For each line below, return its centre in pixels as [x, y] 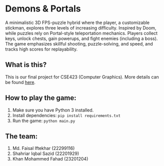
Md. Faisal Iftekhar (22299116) [43, 148]
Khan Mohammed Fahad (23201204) [50, 159]
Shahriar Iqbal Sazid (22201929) [46, 153]
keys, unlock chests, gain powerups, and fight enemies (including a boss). [81, 38]
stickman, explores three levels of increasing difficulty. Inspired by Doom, [81, 27]
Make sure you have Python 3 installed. [53, 110]
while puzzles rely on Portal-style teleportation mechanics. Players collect [81, 33]
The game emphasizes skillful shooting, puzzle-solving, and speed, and [79, 43]
